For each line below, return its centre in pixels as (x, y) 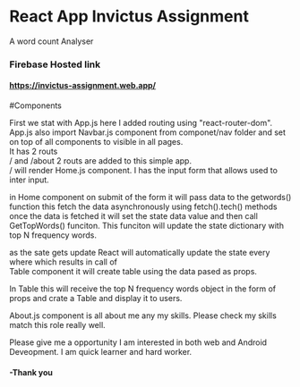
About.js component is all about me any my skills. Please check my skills (143, 315)
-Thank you (31, 372)
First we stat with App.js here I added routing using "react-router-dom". (141, 123)
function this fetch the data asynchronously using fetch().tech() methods (143, 206)
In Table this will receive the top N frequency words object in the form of (143, 289)
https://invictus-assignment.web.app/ (83, 86)
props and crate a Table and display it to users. (96, 299)
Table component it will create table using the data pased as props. (133, 272)
